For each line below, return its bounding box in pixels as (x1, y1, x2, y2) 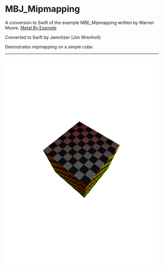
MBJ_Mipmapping (5, 3, 80, 15)
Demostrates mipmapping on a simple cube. (5, 44, 94, 49)
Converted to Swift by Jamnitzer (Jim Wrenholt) (5, 34, 101, 40)
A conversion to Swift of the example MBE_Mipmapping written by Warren (5, 20, 154, 25)
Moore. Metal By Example (5, 24, 57, 30)
